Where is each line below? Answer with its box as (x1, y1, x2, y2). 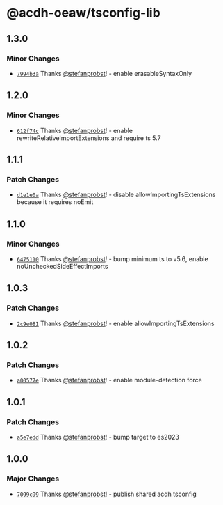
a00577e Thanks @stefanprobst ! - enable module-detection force (16, 376, 202, 384)
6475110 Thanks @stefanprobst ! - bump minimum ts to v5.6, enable (16, 254, 209, 263)
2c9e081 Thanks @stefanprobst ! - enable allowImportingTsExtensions (16, 319, 215, 327)
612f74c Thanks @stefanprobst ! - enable (16, 126, 133, 134)
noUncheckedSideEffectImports (16, 262, 108, 270)
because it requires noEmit (16, 198, 94, 206)
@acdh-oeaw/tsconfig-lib (6, 5, 160, 21)
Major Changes (6, 474, 60, 483)
